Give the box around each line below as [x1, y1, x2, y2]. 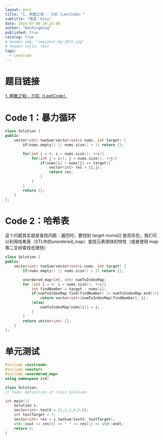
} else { [31, 300, 45, 305]
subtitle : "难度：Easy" [5, 16, 52, 21]
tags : [5, 48, 16, 53]
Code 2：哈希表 [5, 215, 70, 227]
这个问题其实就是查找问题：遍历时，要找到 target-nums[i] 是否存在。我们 [5, 233, 153, 238]
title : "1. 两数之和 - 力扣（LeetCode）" [5, 12, 85, 17]
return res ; [49, 169, 74, 175]
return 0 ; [14, 426, 34, 431]
